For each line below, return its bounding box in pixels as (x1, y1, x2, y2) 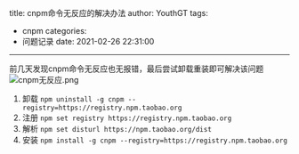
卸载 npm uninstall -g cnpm (21, 93, 125, 104)
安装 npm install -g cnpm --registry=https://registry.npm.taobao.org (21, 134, 287, 145)
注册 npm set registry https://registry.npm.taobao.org (21, 112, 232, 123)
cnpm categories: (21, 26, 87, 36)
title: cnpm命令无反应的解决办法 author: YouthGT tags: (9, 8, 209, 18)
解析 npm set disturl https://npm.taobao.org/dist (21, 124, 212, 134)
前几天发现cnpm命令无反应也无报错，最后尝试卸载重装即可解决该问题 (9, 63, 264, 74)
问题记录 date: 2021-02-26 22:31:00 (21, 36, 155, 46)
